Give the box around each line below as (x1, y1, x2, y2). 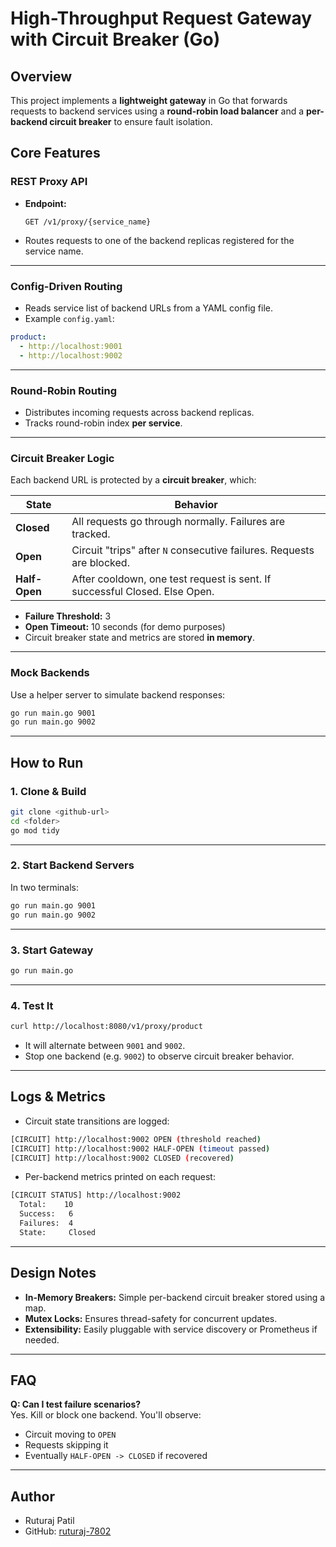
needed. (24, 1333, 60, 1346)
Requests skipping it (24, 1439, 109, 1451)
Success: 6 (19, 1209, 74, 1219)
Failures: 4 (19, 1218, 74, 1229)
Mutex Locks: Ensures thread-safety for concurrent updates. (24, 1312, 278, 1324)
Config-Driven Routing (10, 279, 123, 293)
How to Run (10, 754, 84, 771)
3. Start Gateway (10, 943, 94, 957)
